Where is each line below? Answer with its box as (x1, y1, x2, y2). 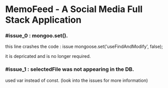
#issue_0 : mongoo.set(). (5, 32, 68, 39)
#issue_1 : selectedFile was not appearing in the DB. (5, 66, 135, 73)
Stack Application (5, 14, 82, 26)
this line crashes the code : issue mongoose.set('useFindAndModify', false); (5, 44, 163, 50)
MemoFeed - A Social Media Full (5, 4, 143, 15)
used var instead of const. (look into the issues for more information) (5, 77, 148, 83)
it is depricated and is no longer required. (5, 53, 91, 59)
